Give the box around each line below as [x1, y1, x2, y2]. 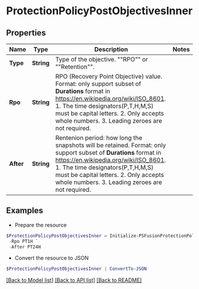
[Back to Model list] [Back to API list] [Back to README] [6, 277, 142, 284]
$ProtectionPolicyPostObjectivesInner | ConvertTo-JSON [6, 266, 147, 272]
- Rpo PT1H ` [8, 238, 38, 244]
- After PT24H [8, 244, 41, 250]
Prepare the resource [14, 221, 67, 229]
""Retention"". [55, 63, 95, 70]
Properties [6, 28, 46, 38]
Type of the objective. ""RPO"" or [55, 55, 148, 63]
